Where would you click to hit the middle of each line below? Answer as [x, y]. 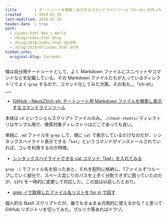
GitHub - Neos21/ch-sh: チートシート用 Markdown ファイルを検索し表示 [87, 101]
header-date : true [27, 24]
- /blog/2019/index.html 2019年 [43, 43]
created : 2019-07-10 [33, 15]
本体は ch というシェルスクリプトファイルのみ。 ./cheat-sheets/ [72, 118]
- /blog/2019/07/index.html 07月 [44, 47]
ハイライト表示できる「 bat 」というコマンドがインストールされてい [92, 141]
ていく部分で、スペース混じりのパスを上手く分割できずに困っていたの [86, 175]
